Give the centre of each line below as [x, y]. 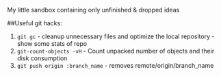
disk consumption [42, 58]
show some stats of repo [52, 43]
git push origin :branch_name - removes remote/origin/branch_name [115, 65]
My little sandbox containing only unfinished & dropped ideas [93, 10]
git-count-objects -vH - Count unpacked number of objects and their [116, 51]
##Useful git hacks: [35, 23]
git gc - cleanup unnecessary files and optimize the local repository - [116, 36]
